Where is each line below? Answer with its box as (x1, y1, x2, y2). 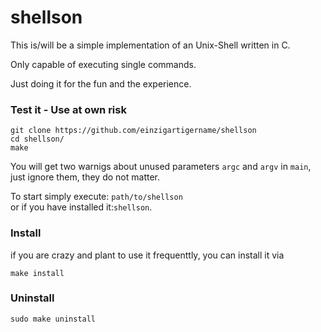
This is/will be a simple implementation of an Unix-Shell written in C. (10, 39, 291, 51)
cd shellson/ (10, 134, 65, 145)
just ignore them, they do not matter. (10, 171, 160, 183)
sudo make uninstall (10, 314, 97, 324)
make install (10, 268, 65, 278)
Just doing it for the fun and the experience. (10, 77, 192, 90)
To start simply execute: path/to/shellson (10, 191, 183, 203)
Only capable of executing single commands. (10, 58, 197, 70)
